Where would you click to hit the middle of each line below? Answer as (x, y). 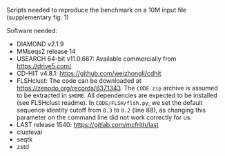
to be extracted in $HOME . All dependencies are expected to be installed (117, 95)
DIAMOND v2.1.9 (40, 44)
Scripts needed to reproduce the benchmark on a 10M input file (97, 10)
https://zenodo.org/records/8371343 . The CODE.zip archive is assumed (117, 88)
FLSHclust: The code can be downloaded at (79, 81)
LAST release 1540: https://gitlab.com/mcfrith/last (88, 125)
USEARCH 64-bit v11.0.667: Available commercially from (96, 59)
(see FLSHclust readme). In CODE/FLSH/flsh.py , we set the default (109, 103)
